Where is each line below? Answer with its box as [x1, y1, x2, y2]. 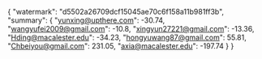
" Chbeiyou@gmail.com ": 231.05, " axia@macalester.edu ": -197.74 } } [7, 41, 234, 51]
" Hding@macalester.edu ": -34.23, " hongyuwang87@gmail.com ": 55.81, [7, 32, 247, 42]
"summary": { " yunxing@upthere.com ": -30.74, [7, 15, 165, 25]
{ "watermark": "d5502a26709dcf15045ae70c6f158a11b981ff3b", [7, 7, 225, 16]
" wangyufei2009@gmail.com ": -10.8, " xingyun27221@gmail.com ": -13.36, [7, 24, 255, 33]
